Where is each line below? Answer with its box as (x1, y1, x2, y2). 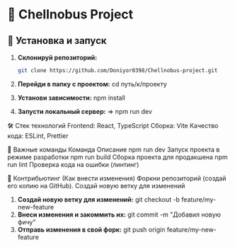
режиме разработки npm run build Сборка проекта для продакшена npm (7, 152, 228, 161)
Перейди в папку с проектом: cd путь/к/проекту (17, 79, 168, 88)
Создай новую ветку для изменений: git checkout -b (17, 195, 180, 204)
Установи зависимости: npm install (17, 93, 125, 102)
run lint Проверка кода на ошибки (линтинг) (7, 160, 139, 168)
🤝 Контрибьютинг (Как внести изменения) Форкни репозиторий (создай (7, 173, 227, 183)
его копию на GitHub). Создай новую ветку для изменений (7, 181, 185, 190)
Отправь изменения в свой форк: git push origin (17, 225, 166, 234)
